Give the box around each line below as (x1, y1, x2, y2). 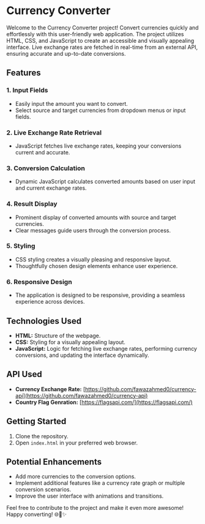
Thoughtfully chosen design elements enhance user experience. (15, 262, 178, 269)
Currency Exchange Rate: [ (15, 385, 86, 392)
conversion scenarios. (15, 486, 72, 493)
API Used (6, 369, 43, 380)
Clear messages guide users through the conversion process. (15, 226, 171, 234)
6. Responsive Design (6, 277, 72, 286)
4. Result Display (6, 200, 58, 208)
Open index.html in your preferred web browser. (15, 439, 138, 446)
